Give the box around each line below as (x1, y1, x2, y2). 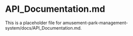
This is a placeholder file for (5, 20, 62, 26)
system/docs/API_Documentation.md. (5, 25, 82, 31)
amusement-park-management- (62, 20, 128, 26)
